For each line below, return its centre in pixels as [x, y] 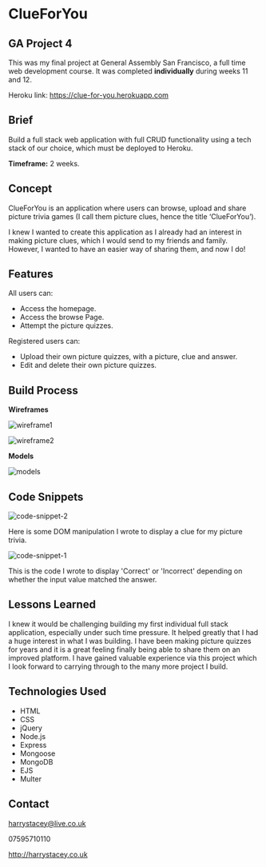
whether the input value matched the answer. [83, 580]
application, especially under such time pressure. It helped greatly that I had [133, 632]
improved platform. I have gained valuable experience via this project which [133, 657]
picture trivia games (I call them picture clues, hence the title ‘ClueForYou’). [132, 216]
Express [33, 745]
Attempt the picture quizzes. [66, 326]
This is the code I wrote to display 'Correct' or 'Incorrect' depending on [125, 571]
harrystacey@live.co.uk [47, 823]
